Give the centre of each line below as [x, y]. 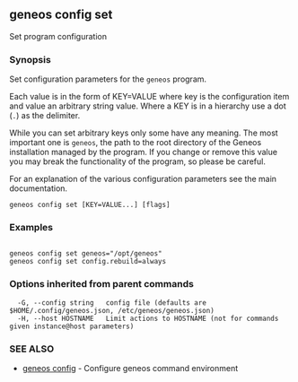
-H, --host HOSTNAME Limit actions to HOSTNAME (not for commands [148, 318]
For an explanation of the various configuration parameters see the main [143, 179]
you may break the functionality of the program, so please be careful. [138, 161]
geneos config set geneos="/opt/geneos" [86, 254]
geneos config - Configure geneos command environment [130, 368]
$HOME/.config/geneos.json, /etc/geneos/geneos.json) [112, 310]
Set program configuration [58, 36]
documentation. [39, 188]
